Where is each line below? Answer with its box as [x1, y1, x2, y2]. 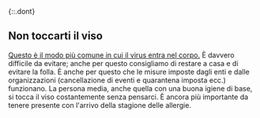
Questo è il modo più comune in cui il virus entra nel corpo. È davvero [8, 50, 235, 60]
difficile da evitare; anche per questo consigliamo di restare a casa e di [8, 58, 239, 68]
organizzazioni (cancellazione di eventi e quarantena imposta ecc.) [8, 75, 227, 85]
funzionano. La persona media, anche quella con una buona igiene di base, [8, 83, 253, 93]
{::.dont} [8, 7, 36, 16]
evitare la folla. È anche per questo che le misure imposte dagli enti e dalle [8, 67, 251, 76]
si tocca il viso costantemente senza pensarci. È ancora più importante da [8, 92, 249, 101]
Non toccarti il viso [8, 29, 103, 42]
